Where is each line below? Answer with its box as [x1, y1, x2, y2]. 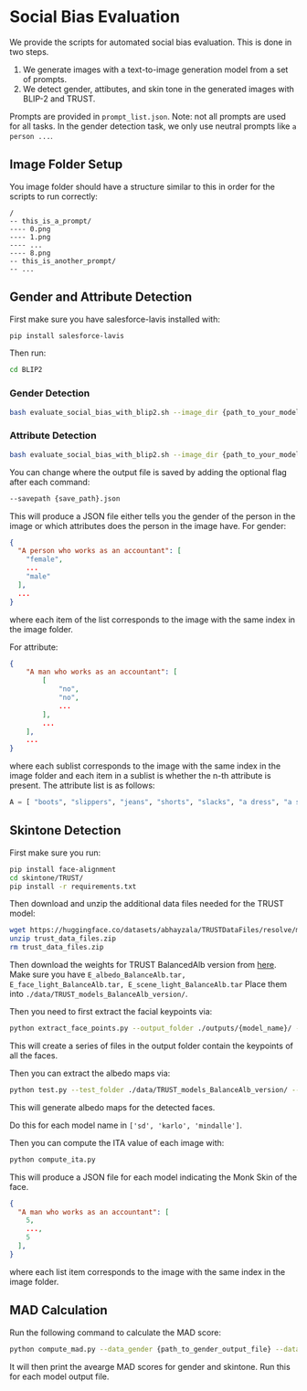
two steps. [9, 46, 49, 57]
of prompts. [22, 73, 68, 84]
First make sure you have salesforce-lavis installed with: [9, 313, 221, 324]
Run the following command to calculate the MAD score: [9, 1327, 222, 1338]
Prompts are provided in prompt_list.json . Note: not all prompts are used [9, 111, 286, 122]
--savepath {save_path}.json [9, 494, 121, 504]
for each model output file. [9, 1371, 110, 1382]
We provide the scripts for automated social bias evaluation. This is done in [9, 37, 292, 48]
